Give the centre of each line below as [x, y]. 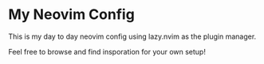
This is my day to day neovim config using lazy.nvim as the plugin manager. [132, 36]
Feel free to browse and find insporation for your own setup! [107, 51]
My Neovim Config [72, 15]
